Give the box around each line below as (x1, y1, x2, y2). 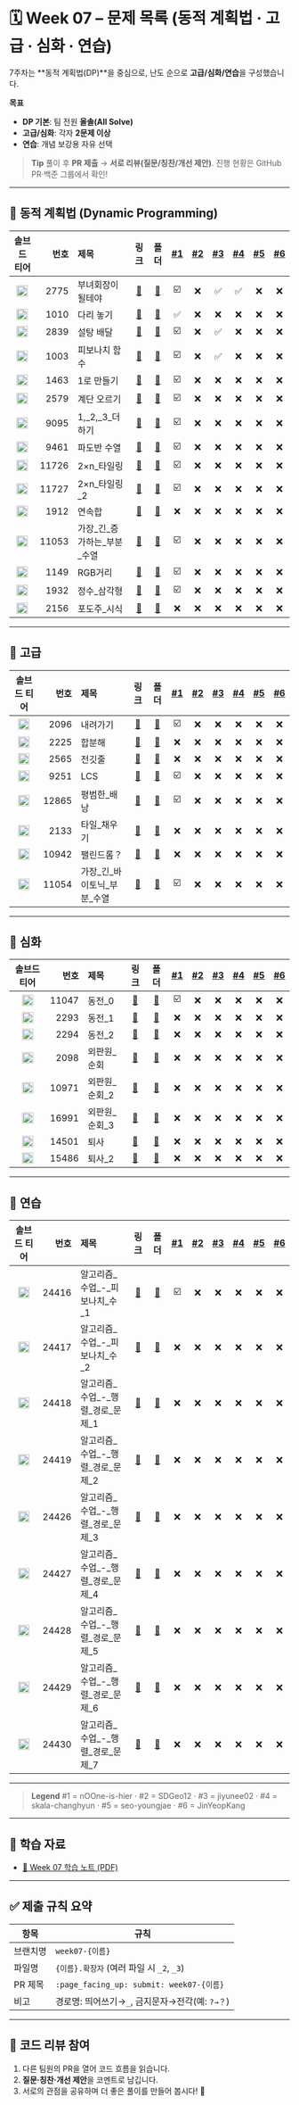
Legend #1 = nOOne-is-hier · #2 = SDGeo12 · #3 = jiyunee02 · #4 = (30, 1791, 279, 1802)
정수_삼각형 (77, 585, 123, 598)
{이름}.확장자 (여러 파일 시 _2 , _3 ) (54, 1961, 185, 1974)
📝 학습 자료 (9, 1836, 67, 1852)
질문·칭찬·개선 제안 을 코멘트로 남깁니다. (21, 2074, 158, 2084)
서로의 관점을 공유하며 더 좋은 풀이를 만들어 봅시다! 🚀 (21, 2085, 206, 2096)
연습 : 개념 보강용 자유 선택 (21, 138, 113, 149)
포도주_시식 (77, 602, 123, 615)
